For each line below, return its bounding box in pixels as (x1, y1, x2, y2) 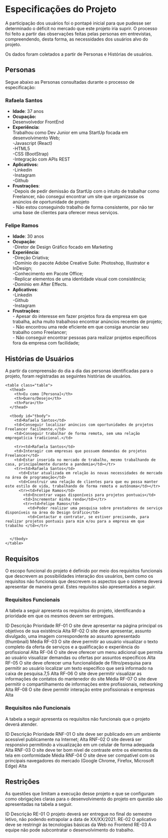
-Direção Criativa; (12, 255, 50, 261)
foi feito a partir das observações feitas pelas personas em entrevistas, (5, 31, 152, 37)
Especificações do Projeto (5, 4, 117, 15)
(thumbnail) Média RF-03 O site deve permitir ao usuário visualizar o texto (5, 638, 158, 645)
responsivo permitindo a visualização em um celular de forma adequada (5, 741, 154, 748)
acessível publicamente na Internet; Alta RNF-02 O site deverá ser (5, 736, 142, 742)
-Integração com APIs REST (12, 156, 70, 162)
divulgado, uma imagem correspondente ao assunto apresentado (5, 633, 140, 639)
